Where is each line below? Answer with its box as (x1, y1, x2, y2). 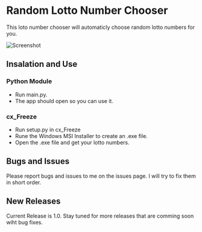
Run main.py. (14, 91, 48, 98)
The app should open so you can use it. (14, 97, 113, 104)
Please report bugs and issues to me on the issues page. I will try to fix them (6, 172, 196, 180)
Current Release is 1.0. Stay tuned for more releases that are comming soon (6, 212, 194, 219)
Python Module (6, 77, 52, 86)
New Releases (6, 196, 61, 207)
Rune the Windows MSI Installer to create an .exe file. (14, 132, 148, 139)
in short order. (6, 178, 42, 186)
